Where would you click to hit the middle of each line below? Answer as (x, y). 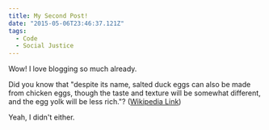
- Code (27, 38)
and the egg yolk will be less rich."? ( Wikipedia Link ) (95, 102)
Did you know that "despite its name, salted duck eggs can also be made (130, 85)
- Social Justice (45, 46)
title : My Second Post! (48, 16)
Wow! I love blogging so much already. (73, 69)
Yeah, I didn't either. (42, 117)
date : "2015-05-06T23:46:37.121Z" (67, 23)
